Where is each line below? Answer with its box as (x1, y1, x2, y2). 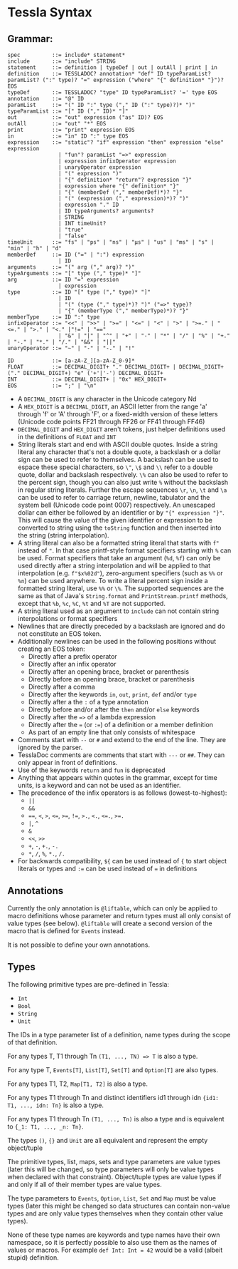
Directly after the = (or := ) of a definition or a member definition (28, 721, 214, 729)
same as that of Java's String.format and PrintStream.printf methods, (17, 592, 229, 600)
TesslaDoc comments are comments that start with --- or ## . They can (17, 751, 225, 759)
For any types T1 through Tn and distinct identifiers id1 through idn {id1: (7, 1093, 219, 1101)
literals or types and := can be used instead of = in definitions (17, 864, 198, 873)
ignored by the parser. (17, 743, 83, 751)
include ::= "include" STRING (7, 58, 116, 65)
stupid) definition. (7, 1253, 59, 1262)
